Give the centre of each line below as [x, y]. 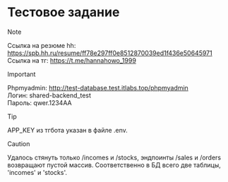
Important [22, 74]
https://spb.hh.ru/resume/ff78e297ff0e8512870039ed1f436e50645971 [110, 53]
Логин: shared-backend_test [49, 95]
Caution [19, 144]
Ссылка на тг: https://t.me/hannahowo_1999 [72, 60]
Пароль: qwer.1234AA [40, 102]
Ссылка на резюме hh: [42, 45]
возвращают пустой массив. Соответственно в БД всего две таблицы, [114, 165]
